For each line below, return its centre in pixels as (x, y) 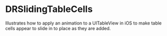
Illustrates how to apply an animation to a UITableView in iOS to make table (83, 23)
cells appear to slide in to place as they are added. (58, 28)
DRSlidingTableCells (49, 9)
